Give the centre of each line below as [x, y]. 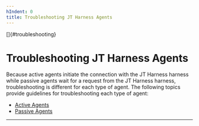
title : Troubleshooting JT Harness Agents [59, 17]
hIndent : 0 [20, 12]
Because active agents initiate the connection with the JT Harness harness [97, 74]
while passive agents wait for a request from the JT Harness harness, [91, 81]
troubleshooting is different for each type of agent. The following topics [93, 87]
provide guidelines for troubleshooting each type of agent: [77, 93]
